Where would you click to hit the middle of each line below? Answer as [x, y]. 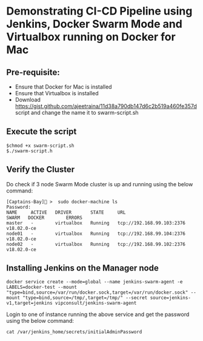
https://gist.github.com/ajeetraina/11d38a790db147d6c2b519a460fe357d [106, 106]
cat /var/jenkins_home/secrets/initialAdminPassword [74, 332]
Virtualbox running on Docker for [91, 37]
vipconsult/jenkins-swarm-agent [96, 303]
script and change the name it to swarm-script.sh [77, 113]
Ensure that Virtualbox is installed [57, 93]
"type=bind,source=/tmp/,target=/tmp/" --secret [85, 298]
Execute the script [42, 132]
